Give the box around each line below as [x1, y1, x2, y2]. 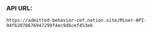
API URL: [6, 4, 33, 12]
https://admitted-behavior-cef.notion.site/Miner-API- [6, 18, 147, 24]
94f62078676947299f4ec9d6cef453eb [6, 22, 93, 29]
